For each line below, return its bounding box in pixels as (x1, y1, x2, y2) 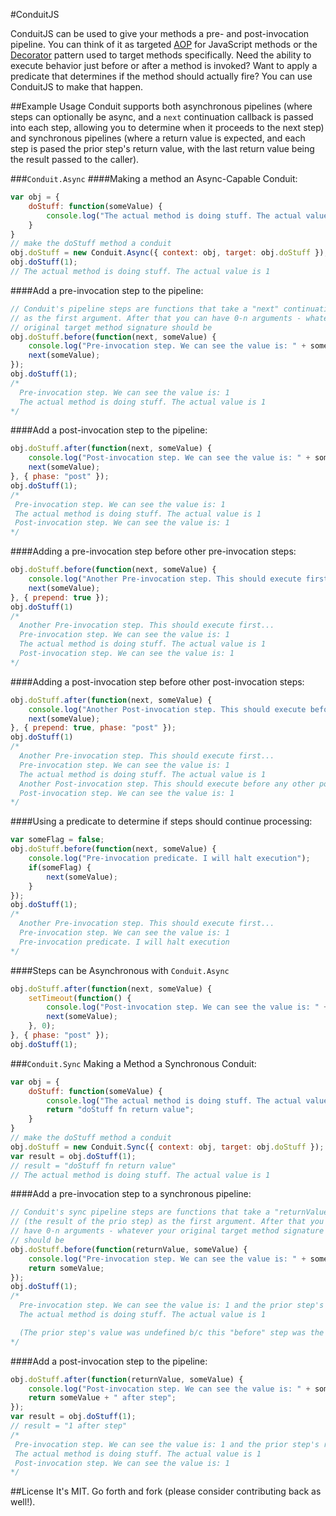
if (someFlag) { (28, 862, 92, 873)
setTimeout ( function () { (28, 993, 132, 1003)
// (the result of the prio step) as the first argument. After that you (10, 1217, 325, 1227)
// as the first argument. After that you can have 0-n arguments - (10, 313, 302, 323)
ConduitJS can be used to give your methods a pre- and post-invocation (10, 28, 310, 39)
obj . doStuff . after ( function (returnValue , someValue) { (10, 1374, 244, 1384)
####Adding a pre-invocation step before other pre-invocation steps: (10, 545, 297, 558)
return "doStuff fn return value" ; (46, 1105, 195, 1115)
